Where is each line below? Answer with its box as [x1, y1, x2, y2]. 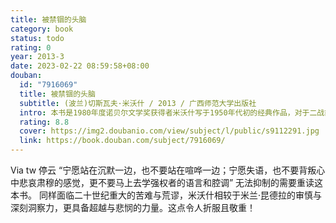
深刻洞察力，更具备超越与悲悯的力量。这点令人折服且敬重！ [10, 202, 256, 213]
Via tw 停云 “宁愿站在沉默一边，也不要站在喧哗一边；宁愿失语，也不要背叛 [10, 164, 317, 176]
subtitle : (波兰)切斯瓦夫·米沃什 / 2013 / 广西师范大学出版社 [19, 98, 257, 108]
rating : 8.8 [19, 117, 70, 127]
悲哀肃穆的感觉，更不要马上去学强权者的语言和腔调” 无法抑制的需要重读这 [18, 177, 324, 188]
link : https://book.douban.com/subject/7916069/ [19, 136, 226, 146]
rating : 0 [10, 42, 52, 53]
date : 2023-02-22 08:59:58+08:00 [10, 61, 150, 71]
